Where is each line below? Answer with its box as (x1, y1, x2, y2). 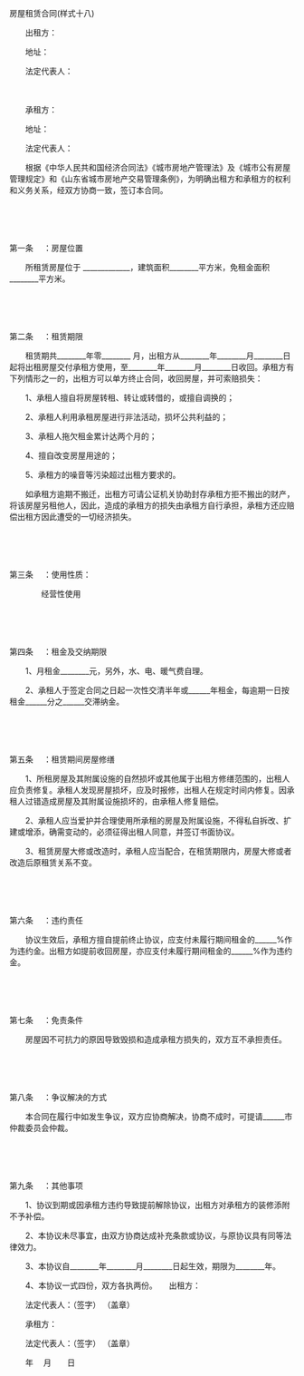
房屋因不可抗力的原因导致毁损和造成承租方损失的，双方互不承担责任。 (24, 1034, 287, 1045)
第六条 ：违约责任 (9, 915, 83, 925)
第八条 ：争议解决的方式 (9, 1092, 107, 1102)
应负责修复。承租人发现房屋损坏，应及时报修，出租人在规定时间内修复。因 (9, 785, 287, 795)
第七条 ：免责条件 (9, 1015, 83, 1025)
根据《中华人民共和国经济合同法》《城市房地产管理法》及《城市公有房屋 (24, 162, 291, 172)
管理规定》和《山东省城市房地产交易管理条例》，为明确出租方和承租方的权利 (9, 173, 291, 184)
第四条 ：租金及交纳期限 (9, 647, 107, 657)
